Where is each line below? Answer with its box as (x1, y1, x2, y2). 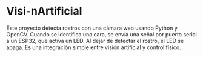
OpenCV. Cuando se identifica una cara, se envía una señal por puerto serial (6, 30, 197, 38)
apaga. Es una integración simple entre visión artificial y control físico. (6, 44, 181, 51)
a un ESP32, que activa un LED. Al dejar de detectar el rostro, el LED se (6, 37, 184, 44)
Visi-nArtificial (6, 4, 82, 18)
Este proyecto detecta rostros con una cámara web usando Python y (6, 24, 178, 32)
